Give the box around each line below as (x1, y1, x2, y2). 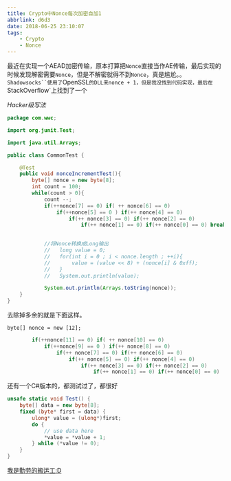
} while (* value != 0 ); (32, 440, 100, 447)
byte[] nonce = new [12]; (7, 324, 81, 331)
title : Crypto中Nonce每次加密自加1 (7, 10, 102, 17)
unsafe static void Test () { (7, 396, 91, 403)
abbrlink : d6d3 (7, 16, 51, 23)
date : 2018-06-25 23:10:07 (7, 23, 85, 30)
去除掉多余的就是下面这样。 (7, 311, 86, 319)
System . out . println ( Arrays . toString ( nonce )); (43, 284, 177, 292)
